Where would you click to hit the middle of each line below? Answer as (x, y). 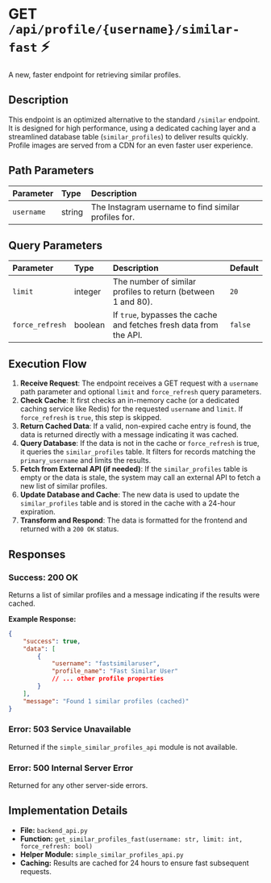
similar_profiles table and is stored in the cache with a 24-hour (128, 503)
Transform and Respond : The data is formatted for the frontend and (133, 520)
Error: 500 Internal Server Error (71, 768)
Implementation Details (68, 811)
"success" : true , (52, 641)
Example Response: (42, 619)
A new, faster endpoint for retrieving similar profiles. (95, 74)
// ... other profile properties (107, 679)
